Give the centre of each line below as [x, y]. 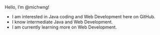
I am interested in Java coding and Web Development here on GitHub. [83, 17]
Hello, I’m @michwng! [27, 7]
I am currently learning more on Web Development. [64, 27]
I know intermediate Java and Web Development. [62, 22]
